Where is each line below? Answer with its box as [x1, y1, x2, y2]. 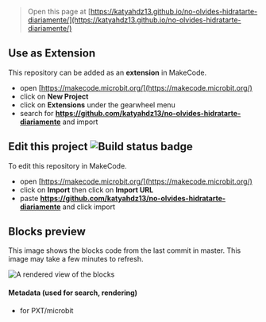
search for [19, 108, 54, 118]
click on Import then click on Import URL [19, 184, 154, 194]
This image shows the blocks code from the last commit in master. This [8, 246, 241, 255]
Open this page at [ [27, 7, 91, 16]
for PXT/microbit [19, 305, 74, 315]
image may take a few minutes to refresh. [8, 254, 144, 264]
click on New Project [19, 91, 89, 101]
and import [62, 117, 98, 126]
